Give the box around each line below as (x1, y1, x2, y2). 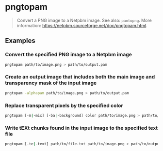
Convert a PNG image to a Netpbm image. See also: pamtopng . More (16, 17, 152, 23)
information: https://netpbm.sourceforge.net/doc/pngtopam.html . (16, 22, 147, 28)
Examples (5, 37, 35, 45)
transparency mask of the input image (5, 79, 97, 86)
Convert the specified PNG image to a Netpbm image (5, 51, 132, 58)
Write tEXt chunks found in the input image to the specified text (5, 124, 158, 131)
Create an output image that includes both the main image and (5, 74, 155, 80)
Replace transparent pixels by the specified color (5, 102, 123, 109)
